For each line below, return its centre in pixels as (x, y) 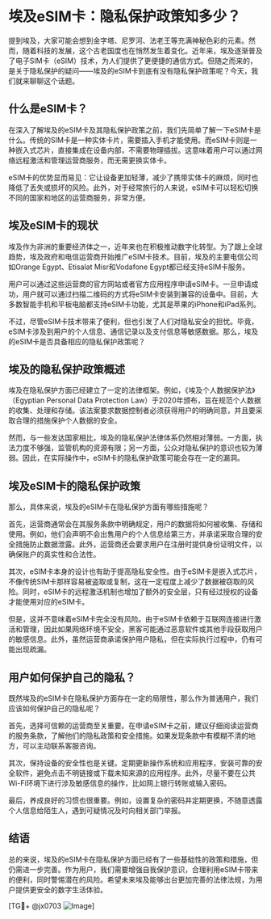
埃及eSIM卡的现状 (53, 226)
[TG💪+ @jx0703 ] (52, 905)
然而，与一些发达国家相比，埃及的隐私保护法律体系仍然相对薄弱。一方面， (132, 438)
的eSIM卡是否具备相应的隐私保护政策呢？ (77, 341)
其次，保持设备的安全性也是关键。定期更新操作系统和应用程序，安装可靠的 (132, 763)
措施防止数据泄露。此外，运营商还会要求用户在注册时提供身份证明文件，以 (139, 544)
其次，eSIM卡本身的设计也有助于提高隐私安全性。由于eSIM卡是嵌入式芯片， (135, 571)
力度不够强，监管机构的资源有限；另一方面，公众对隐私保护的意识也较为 (135, 448)
